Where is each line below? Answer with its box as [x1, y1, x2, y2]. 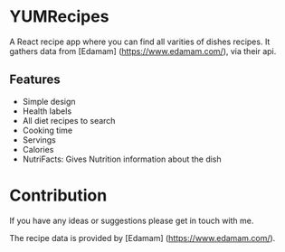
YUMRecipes [9, 6, 109, 27]
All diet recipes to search [22, 115, 116, 126]
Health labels [22, 106, 72, 117]
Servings [22, 134, 56, 145]
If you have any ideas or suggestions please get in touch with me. [9, 215, 254, 226]
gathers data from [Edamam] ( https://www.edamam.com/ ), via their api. [9, 45, 277, 56]
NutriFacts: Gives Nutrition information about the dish [22, 154, 222, 164]
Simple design [22, 96, 76, 107]
